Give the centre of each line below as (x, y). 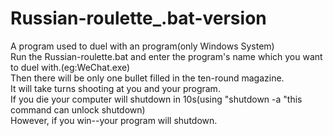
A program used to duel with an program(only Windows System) (142, 46)
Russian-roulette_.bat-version (138, 18)
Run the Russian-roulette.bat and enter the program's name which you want (166, 56)
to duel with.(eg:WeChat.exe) (70, 67)
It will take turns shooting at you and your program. (115, 88)
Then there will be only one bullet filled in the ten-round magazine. (147, 78)
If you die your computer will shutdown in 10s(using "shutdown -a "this (156, 99)
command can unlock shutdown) (78, 109)
